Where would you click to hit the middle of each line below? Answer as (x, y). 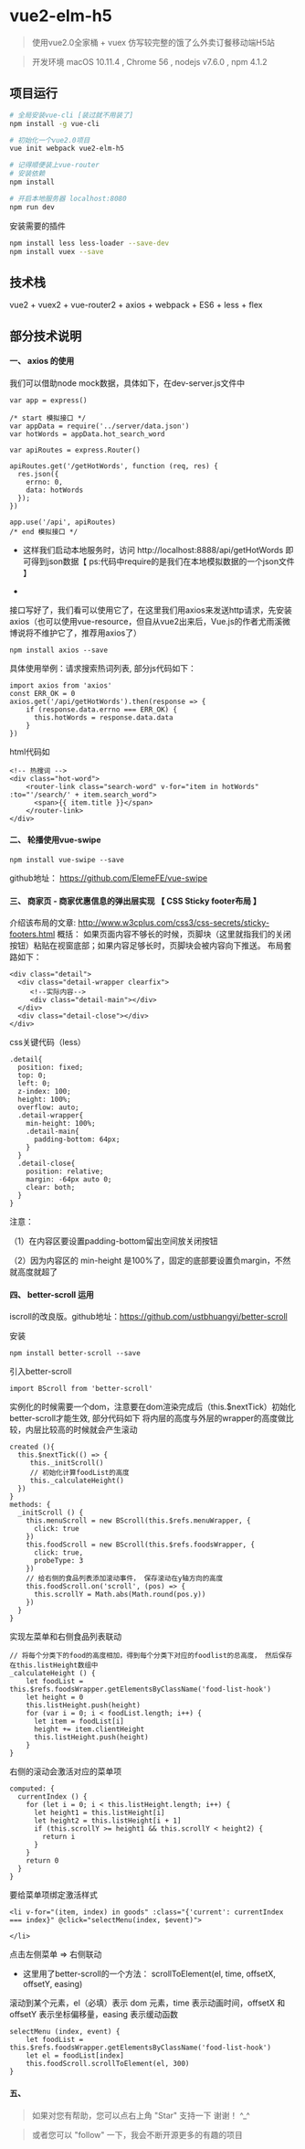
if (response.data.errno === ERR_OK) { (102, 710)
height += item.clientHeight (89, 1729)
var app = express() (49, 400)
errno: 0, (45, 482)
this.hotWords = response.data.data (103, 717)
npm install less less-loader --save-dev (89, 243)
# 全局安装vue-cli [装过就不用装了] (72, 115)
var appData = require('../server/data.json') (100, 426)
